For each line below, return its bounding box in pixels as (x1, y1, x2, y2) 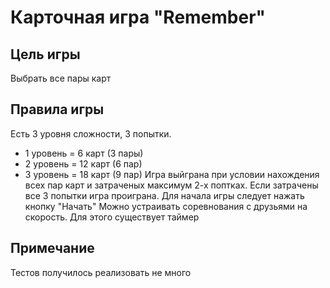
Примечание (10, 240, 95, 257)
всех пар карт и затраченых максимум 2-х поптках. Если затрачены (24, 179, 319, 191)
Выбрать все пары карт (10, 72, 112, 84)
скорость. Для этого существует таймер (24, 211, 200, 223)
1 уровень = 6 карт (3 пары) (24, 147, 144, 159)
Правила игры (10, 101, 105, 118)
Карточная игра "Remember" (10, 6, 267, 29)
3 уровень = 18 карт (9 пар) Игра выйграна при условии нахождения (24, 168, 320, 180)
